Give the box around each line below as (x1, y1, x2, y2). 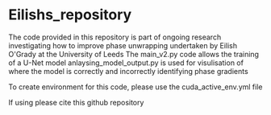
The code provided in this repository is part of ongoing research (8, 32, 222, 42)
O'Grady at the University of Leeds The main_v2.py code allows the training (8, 49, 260, 59)
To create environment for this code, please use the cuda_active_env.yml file (8, 82, 263, 92)
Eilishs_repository (8, 6, 132, 24)
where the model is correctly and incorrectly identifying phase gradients (8, 66, 248, 76)
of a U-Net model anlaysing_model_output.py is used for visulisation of (8, 58, 244, 68)
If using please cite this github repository (8, 97, 144, 107)
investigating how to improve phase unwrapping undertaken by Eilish (8, 40, 238, 50)
